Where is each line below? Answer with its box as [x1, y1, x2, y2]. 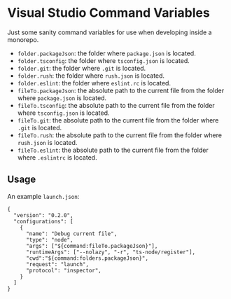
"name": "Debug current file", [25, 230, 118, 237]
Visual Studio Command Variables [7, 5, 210, 21]
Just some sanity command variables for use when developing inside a [7, 28, 212, 36]
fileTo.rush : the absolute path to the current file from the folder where [17, 131, 223, 139]
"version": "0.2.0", [13, 211, 73, 218]
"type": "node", [25, 236, 73, 243]
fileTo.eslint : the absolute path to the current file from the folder [17, 146, 209, 154]
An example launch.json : [7, 192, 80, 200]
